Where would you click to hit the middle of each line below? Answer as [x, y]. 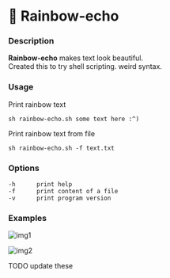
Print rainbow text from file [52, 133]
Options [24, 168]
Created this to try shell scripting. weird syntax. [85, 67]
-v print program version [60, 198]
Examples [28, 218]
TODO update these [41, 266]
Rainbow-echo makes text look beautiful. [76, 58]
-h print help [40, 185]
